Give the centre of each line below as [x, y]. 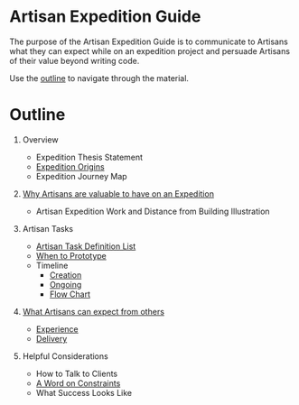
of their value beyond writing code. [75, 60]
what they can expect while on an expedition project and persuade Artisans [150, 51]
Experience [57, 329]
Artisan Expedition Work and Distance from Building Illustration [153, 211]
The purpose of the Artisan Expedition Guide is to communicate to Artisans [149, 41]
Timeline [52, 265]
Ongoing [65, 284]
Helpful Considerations [65, 356]
